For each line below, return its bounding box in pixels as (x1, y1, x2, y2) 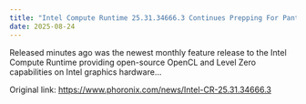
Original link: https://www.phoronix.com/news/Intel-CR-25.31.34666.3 (9, 84, 271, 95)
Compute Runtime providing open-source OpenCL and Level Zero (9, 57, 257, 68)
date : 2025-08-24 (9, 22, 76, 31)
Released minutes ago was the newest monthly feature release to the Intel (9, 47, 287, 57)
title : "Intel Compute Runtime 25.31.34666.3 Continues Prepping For (9, 13, 280, 23)
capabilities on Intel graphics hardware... (9, 66, 162, 78)
